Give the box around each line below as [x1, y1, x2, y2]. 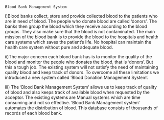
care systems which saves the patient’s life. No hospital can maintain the [5, 39, 152, 45]
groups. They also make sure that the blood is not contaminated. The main [5, 29, 155, 34]
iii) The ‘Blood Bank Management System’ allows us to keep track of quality [5, 84, 157, 90]
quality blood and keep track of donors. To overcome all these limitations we [5, 70, 159, 75]
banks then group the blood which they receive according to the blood [5, 24, 147, 29]
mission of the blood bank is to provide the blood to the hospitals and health [5, 34, 159, 40]
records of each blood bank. [5, 110, 63, 116]
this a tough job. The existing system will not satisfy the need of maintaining [5, 64, 158, 70]
